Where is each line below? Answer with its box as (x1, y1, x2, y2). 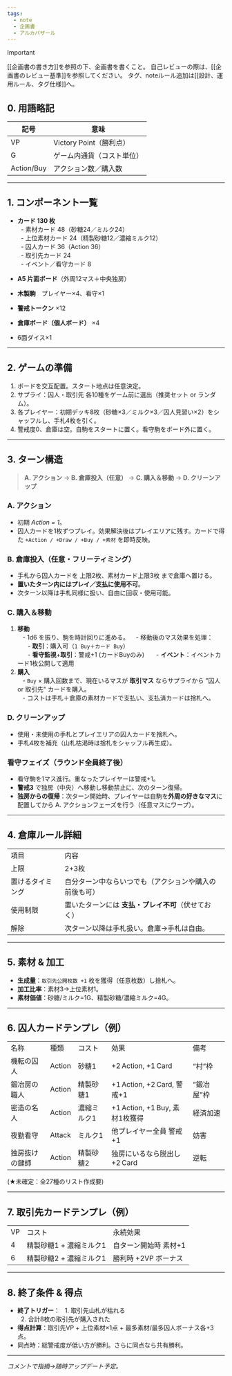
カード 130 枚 (17, 216, 55, 225)
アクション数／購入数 (53, 164, 123, 174)
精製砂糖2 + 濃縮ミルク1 (26, 1253, 106, 1263)
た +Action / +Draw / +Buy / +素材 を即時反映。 (17, 535, 154, 543)
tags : (7, 10, 23, 17)
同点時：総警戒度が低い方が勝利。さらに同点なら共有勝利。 (17, 1341, 187, 1350)
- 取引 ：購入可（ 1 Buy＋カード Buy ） (27, 642, 129, 651)
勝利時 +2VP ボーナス (113, 1253, 184, 1263)
